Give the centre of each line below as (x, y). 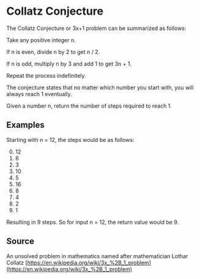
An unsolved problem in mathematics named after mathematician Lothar (97, 256)
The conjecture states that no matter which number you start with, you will (100, 87)
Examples (25, 125)
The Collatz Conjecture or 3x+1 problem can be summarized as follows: (96, 28)
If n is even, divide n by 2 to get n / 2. (53, 52)
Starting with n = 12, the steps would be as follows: (70, 139)
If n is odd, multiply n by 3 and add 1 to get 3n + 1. (69, 64)
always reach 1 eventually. (39, 94)
